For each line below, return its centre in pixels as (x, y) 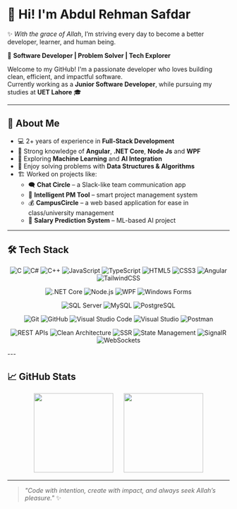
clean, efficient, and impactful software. (65, 76)
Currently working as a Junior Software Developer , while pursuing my (110, 84)
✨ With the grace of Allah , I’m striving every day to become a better (106, 34)
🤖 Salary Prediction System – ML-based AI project (102, 220)
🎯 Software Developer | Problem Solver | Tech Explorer (89, 55)
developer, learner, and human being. (62, 42)
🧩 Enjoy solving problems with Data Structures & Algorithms (106, 166)
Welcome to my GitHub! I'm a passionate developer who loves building (110, 69)
